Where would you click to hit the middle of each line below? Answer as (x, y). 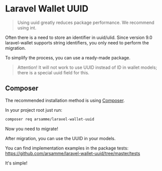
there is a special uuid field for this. (53, 72)
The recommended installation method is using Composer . (65, 100)
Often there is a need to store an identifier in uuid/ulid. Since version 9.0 (79, 37)
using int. (27, 27)
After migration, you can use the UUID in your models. (60, 138)
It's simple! (16, 163)
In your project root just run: (34, 110)
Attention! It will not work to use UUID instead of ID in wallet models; (87, 67)
